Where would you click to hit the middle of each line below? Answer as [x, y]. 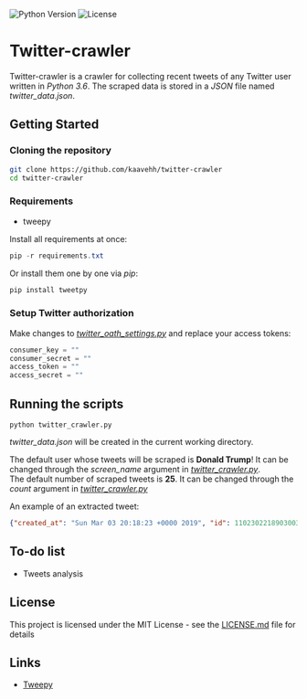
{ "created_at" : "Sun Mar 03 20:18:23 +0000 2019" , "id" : [120, 524]
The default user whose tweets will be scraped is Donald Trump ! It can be [149, 460]
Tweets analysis [53, 573]
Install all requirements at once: [69, 238]
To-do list [37, 551]
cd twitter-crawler [47, 178]
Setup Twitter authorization [72, 313]
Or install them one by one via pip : [74, 273]
